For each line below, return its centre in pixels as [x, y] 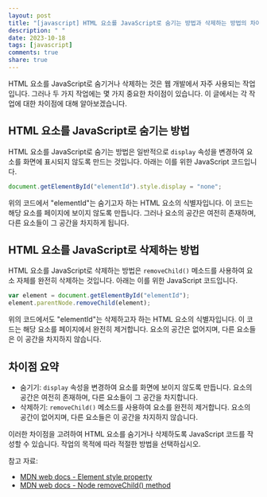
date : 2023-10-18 [37, 38]
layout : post [30, 16]
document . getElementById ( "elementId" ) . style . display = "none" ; [115, 186]
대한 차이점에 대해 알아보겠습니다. [75, 103]
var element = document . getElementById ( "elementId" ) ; [99, 296]
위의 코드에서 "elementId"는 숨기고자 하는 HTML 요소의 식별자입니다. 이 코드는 [131, 203]
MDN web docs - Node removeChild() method [95, 485]
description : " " [37, 30]
